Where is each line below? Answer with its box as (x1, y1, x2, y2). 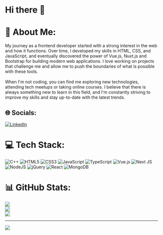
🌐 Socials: (5, 108, 37, 117)
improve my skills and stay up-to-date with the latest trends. (5, 94, 125, 100)
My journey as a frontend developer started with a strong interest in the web (5, 43, 158, 49)
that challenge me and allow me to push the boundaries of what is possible (5, 63, 155, 70)
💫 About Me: (5, 27, 56, 38)
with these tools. (5, 69, 38, 74)
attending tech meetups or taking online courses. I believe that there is (5, 84, 146, 90)
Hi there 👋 (5, 4, 45, 16)
